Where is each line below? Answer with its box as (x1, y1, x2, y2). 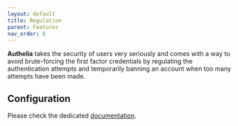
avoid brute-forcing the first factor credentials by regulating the (7, 57, 193, 66)
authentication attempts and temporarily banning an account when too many (7, 64, 232, 73)
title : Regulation (7, 17, 62, 24)
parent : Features (7, 23, 59, 30)
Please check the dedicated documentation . (7, 111, 136, 120)
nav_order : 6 (7, 30, 46, 38)
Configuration (7, 93, 71, 105)
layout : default (7, 10, 55, 18)
